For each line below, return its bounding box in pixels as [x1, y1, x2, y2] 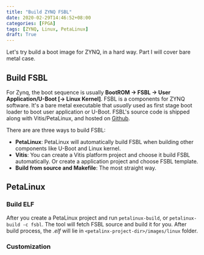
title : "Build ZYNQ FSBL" [6, 9, 72, 15]
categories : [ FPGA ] [6, 20, 56, 26]
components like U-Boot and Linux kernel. [15, 145, 121, 152]
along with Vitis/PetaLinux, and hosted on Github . [6, 114, 130, 122]
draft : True [6, 32, 37, 38]
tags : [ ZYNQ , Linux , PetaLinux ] [6, 26, 88, 32]
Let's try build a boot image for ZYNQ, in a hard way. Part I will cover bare [6, 48, 191, 56]
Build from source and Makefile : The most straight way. [15, 164, 157, 171]
